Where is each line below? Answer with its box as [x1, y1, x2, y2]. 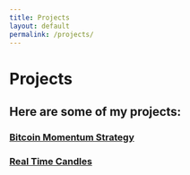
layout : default [9, 22, 70, 31]
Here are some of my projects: [9, 104, 182, 119]
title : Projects [9, 13, 70, 22]
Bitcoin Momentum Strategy [9, 131, 134, 144]
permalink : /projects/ [9, 30, 94, 39]
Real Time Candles [9, 154, 92, 167]
